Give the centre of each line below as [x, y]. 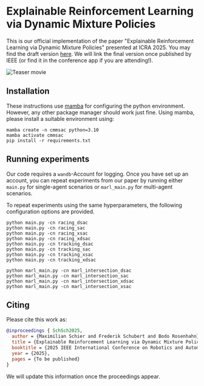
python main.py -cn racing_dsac [47, 222]
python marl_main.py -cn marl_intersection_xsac [69, 286]
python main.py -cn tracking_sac [49, 249]
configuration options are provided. [51, 212]
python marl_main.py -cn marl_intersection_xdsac [70, 281]
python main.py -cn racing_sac [46, 228]
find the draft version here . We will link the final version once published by [99, 53]
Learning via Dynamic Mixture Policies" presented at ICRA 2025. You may [98, 47]
